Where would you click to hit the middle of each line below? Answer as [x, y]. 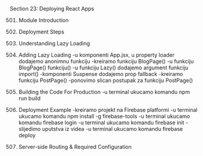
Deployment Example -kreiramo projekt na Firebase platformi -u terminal [108, 110]
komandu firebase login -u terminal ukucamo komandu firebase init [101, 123]
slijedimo [30, 129]
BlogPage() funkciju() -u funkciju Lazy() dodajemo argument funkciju [103, 68]
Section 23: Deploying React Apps [52, 9]
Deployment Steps [41, 32]
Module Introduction [43, 20]
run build [29, 98]
